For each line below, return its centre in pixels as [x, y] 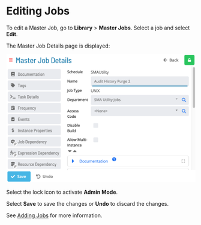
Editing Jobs [38, 11]
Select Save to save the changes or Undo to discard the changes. [88, 204]
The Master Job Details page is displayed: [58, 46]
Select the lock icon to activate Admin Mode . [62, 192]
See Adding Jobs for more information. [54, 215]
